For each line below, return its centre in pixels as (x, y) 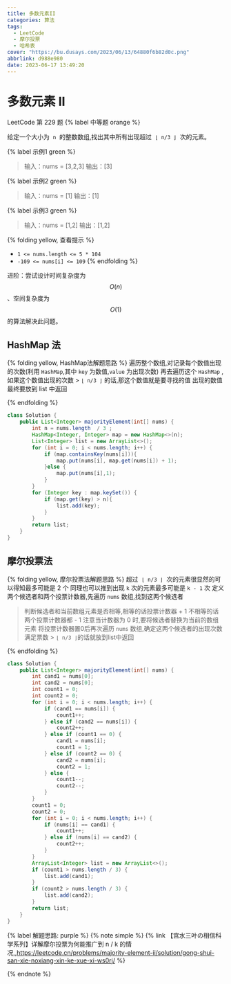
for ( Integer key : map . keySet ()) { (84, 492)
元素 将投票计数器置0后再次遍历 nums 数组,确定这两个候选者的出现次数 (123, 628)
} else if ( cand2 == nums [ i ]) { (90, 722)
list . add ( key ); (78, 506)
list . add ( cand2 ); (69, 895)
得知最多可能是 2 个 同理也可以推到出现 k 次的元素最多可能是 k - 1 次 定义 (119, 588)
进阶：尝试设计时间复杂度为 (47, 275)
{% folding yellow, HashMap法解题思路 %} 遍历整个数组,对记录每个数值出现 (114, 363)
